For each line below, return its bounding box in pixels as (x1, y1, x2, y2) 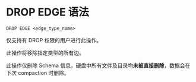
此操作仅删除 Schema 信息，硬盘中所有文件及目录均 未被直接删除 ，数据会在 (6, 62, 191, 69)
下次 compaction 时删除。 (6, 69, 69, 76)
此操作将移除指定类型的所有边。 (6, 49, 84, 56)
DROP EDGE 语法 (6, 5, 89, 19)
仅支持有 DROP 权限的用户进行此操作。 (6, 36, 102, 43)
